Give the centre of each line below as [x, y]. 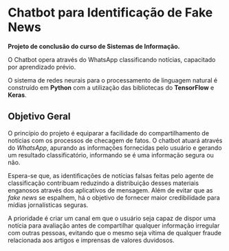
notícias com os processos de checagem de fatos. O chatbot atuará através [115, 140]
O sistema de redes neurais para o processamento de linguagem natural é [113, 80]
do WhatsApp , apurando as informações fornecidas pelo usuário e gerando [115, 148]
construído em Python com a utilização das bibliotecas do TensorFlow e [111, 87]
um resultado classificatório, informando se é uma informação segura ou [111, 155]
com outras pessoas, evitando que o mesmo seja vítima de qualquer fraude [115, 232]
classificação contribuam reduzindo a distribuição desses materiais [103, 183]
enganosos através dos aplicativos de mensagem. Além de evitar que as [110, 190]
